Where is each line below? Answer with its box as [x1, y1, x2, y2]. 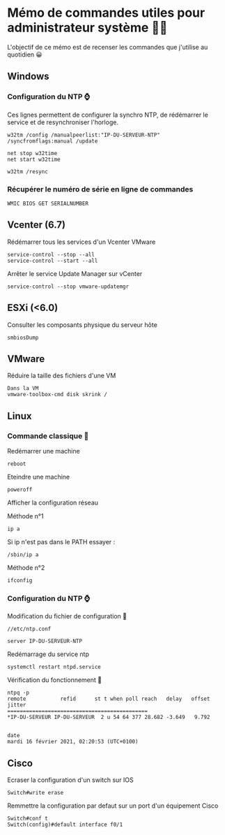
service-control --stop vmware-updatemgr [7, 283, 130, 290]
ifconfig [7, 577, 33, 584]
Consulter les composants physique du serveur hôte [7, 320, 158, 329]
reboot [7, 460, 26, 467]
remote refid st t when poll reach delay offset [7, 695, 210, 703]
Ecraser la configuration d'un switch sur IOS [7, 776, 134, 784]
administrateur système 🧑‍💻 [7, 20, 168, 36]
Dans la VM [7, 385, 39, 392]
